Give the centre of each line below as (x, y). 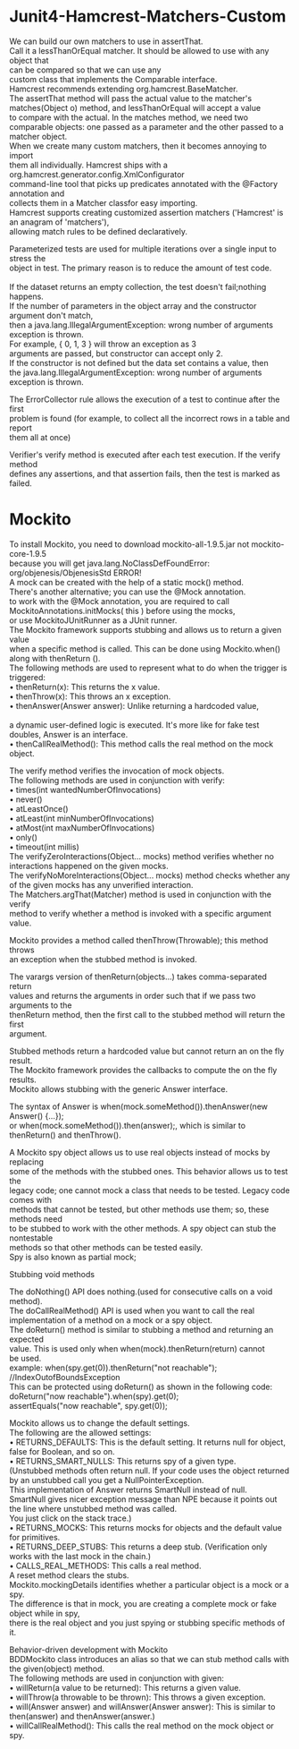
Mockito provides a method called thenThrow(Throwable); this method (139, 940)
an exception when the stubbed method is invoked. (104, 959)
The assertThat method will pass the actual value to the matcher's (131, 98)
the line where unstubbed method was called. (93, 1508)
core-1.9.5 (28, 553)
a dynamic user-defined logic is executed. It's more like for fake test (134, 725)
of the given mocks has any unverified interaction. (101, 884)
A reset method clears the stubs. (69, 1575)
